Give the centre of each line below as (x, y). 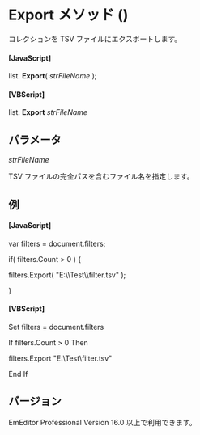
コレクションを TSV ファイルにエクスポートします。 (95, 39)
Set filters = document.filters (56, 327)
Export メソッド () (68, 15)
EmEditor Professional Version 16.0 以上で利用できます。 (102, 422)
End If (18, 374)
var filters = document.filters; (57, 243)
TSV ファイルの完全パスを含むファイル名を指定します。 (101, 176)
